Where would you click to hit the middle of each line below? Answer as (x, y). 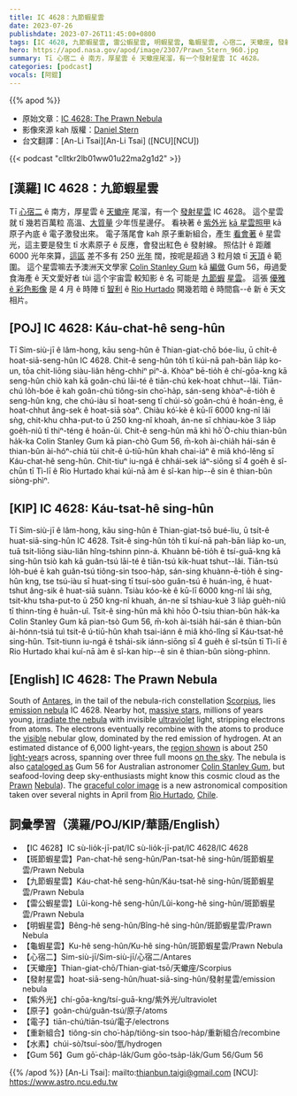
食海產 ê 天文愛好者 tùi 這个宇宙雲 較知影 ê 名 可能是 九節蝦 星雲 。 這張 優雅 (147, 278)
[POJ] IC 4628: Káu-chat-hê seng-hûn (117, 328)
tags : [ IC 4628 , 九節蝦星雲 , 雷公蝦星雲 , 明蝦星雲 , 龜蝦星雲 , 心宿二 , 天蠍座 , (141, 42)
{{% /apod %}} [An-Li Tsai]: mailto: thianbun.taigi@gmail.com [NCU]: (134, 1072)
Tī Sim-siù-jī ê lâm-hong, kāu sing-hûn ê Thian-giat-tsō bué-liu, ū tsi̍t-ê (139, 530)
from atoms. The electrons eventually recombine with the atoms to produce (147, 729)
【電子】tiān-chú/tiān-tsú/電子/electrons (95, 1021)
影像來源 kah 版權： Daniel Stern (80, 129)
